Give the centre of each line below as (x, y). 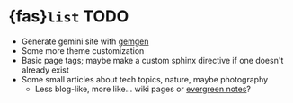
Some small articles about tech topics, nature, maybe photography (145, 79)
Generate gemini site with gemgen (85, 41)
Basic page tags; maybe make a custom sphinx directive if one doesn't (152, 60)
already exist (45, 70)
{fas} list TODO (69, 17)
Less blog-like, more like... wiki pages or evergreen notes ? (142, 89)
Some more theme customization (83, 50)
